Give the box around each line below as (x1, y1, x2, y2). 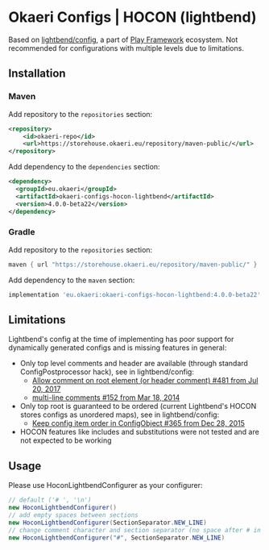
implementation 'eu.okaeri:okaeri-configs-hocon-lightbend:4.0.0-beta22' (8, 290, 262, 298)
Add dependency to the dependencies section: (8, 162, 160, 172)
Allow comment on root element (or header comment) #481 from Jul (31, 376, 259, 385)
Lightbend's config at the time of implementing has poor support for (8, 335, 234, 344)
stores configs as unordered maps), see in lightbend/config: (19, 410, 220, 419)
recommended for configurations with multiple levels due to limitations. (8, 43, 244, 52)
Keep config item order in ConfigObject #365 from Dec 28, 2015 (31, 419, 246, 428)
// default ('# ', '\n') (8, 496, 92, 504)
